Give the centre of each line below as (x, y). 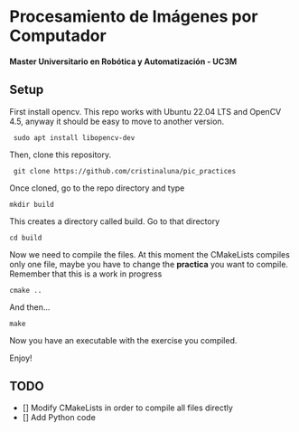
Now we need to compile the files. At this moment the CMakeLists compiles (150, 254)
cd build (26, 238)
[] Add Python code (59, 418)
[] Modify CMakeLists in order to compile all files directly (127, 408)
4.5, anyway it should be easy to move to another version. (117, 121)
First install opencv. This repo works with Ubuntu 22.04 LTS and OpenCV (145, 111)
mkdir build (32, 204)
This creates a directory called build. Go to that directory (115, 221)
